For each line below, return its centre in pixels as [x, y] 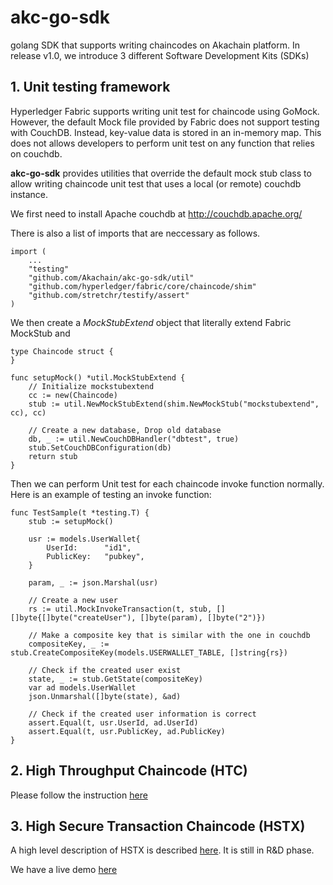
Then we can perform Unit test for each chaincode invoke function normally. [167, 483]
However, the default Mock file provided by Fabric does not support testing [165, 122]
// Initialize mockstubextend [91, 386]
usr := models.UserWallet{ [84, 539]
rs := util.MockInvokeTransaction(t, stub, [120, 609]
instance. [29, 194]
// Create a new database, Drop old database [125, 430]
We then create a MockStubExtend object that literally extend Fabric [151, 322]
